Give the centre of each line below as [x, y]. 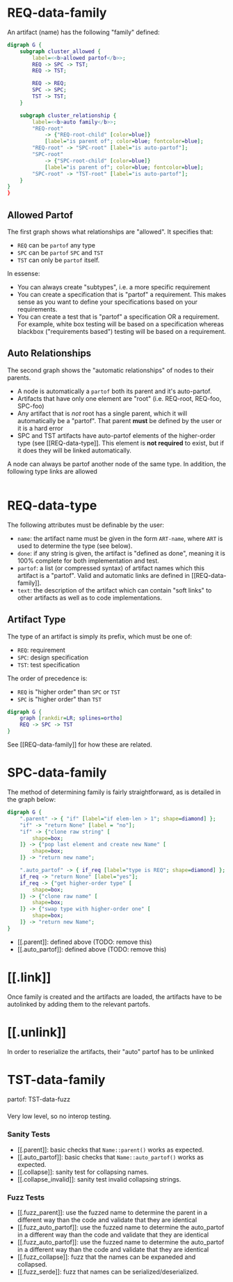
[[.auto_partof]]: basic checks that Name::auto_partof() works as [110, 1157]
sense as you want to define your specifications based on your [107, 302]
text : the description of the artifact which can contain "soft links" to [114, 590]
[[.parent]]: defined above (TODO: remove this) [85, 942]
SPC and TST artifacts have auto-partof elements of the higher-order [116, 435]
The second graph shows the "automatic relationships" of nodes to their [111, 370]
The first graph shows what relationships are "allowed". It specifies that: [110, 232]
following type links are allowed [52, 471]
